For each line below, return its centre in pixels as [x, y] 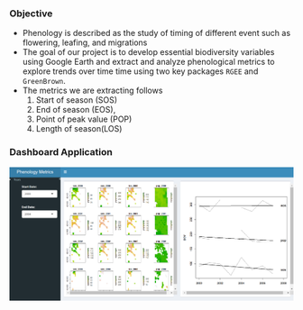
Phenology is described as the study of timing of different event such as [156, 33]
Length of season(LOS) [79, 129]
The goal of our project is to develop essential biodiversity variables [148, 52]
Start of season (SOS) [77, 100]
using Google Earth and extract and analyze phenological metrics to [148, 62]
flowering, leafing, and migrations [85, 42]
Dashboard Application [61, 152]
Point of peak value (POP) [84, 119]
